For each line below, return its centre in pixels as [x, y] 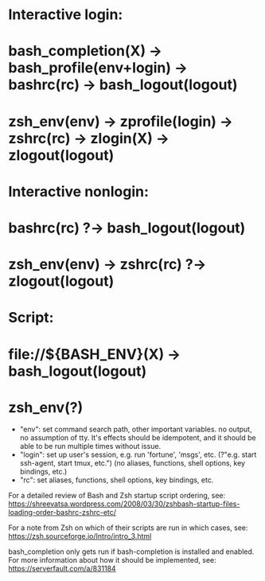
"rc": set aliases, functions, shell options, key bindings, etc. [117, 480]
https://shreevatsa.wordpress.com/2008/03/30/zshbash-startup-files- [124, 504]
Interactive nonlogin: [78, 191]
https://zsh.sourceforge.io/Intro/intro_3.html [80, 536]
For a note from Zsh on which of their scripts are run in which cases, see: [128, 528]
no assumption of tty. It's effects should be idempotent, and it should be [138, 438]
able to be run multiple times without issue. [90, 446]
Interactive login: [66, 15]
